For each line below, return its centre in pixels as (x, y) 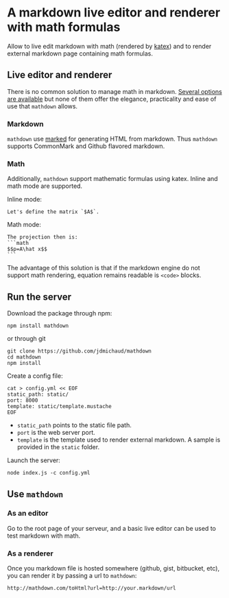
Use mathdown (35, 494)
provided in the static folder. (58, 447)
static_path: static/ (38, 395)
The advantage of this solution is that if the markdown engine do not (104, 268)
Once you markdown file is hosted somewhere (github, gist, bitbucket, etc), (113, 569)
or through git (26, 339)
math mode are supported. (45, 186)
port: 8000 (23, 400)
